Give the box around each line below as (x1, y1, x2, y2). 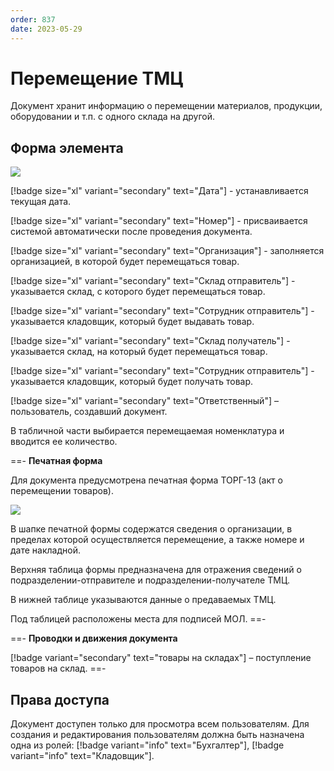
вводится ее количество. (10, 436, 118, 448)
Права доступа (10, 691, 110, 708)
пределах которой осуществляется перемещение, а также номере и (10, 534, 305, 546)
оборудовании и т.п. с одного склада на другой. (10, 111, 216, 123)
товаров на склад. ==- (10, 662, 107, 675)
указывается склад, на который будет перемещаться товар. (10, 346, 268, 358)
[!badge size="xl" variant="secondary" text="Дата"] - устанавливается (10, 185, 309, 197)
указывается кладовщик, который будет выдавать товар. (10, 316, 255, 328)
